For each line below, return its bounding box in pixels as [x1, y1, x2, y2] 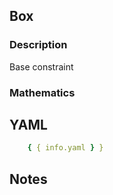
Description [9, 38, 68, 52]
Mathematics [9, 85, 76, 99]
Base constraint [9, 60, 74, 73]
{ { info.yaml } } [27, 143, 104, 153]
